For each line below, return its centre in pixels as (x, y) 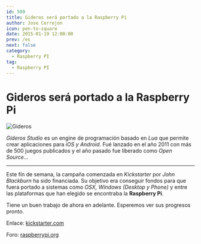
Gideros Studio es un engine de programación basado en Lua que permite (98, 138)
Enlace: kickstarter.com (35, 223)
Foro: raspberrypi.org (33, 235)
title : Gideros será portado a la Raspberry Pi (67, 17)
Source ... (17, 157)
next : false (21, 46)
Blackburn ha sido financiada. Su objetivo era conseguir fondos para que (96, 181)
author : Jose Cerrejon (34, 23)
